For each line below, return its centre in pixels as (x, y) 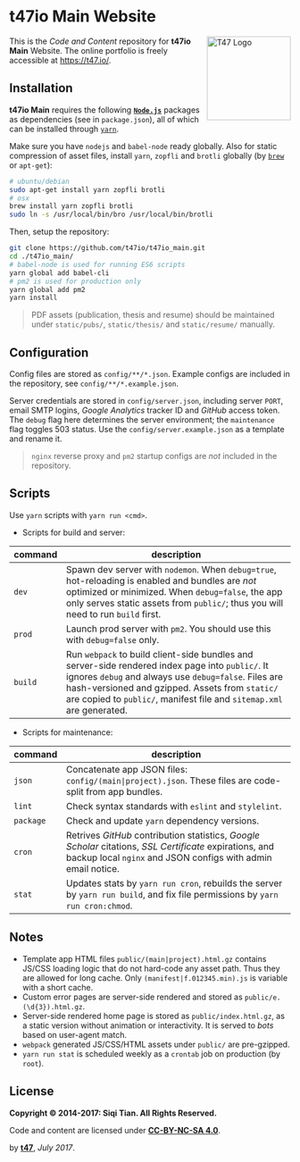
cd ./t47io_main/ (42, 256)
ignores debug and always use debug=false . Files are (175, 676)
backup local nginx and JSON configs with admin (169, 857)
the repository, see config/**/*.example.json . (94, 384)
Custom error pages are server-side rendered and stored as (132, 997)
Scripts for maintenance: (67, 732)
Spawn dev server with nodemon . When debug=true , (171, 569)
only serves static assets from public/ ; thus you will (175, 603)
